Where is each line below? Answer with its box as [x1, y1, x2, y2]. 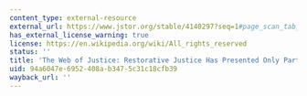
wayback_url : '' [9, 73, 71, 82]
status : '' [9, 48, 51, 57]
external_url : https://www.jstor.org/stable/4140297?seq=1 [9, 22, 239, 31]
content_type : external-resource [9, 13, 137, 23]
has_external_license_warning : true [9, 30, 149, 39]
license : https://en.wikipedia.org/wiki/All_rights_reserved [9, 38, 248, 48]
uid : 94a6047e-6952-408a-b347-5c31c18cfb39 [9, 65, 178, 74]
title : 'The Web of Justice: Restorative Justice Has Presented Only [9, 56, 281, 65]
